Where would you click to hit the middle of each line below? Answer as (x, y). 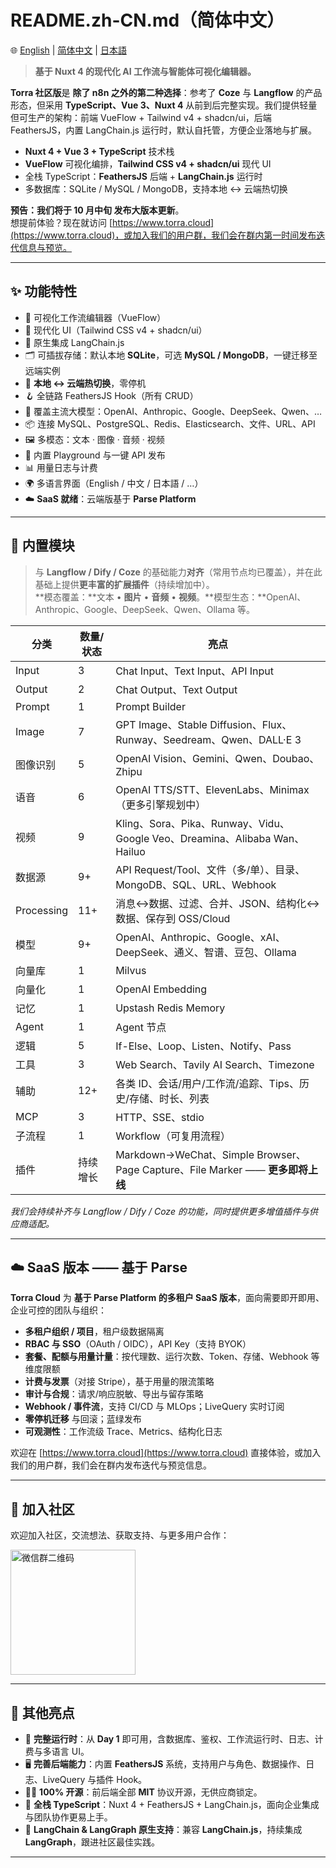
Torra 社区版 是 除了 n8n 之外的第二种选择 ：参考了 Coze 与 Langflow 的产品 (166, 92)
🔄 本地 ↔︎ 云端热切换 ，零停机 (85, 383)
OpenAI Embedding (161, 989)
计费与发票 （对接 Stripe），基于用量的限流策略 (119, 1382)
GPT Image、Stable (161, 724)
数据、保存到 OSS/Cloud (173, 918)
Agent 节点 (141, 1027)
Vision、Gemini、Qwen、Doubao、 (236, 758)
